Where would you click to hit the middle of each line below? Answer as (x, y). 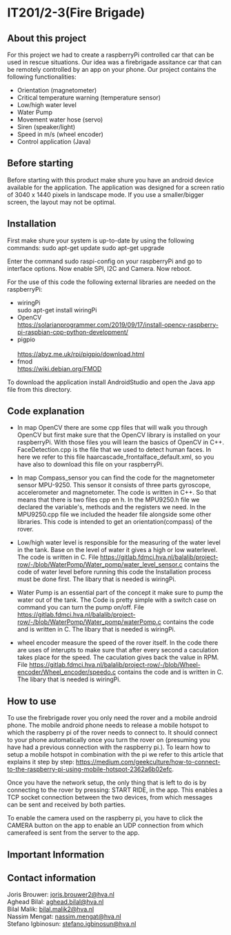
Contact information (52, 878)
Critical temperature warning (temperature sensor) (89, 97)
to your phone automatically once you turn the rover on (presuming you (109, 740)
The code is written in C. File (58, 557)
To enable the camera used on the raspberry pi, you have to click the (105, 818)
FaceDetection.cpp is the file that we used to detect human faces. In (114, 450)
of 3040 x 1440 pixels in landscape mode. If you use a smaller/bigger (106, 194)
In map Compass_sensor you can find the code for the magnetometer (116, 478)
